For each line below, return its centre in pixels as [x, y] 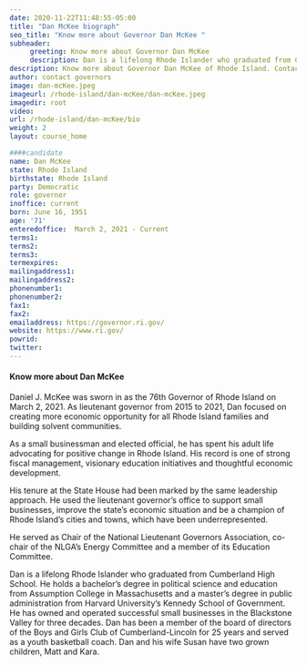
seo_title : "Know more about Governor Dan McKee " [107, 35]
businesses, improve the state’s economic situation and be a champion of [147, 510]
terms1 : [24, 238]
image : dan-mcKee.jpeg [52, 86]
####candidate [36, 153]
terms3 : [24, 255]
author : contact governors [61, 77]
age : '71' [28, 220]
